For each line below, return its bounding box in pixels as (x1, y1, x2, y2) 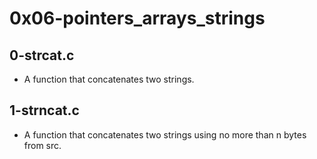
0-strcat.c (9, 47, 75, 64)
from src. (23, 139, 62, 151)
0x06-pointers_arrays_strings (9, 7, 266, 30)
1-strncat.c (9, 102, 80, 119)
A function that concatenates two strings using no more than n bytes (23, 128, 307, 141)
